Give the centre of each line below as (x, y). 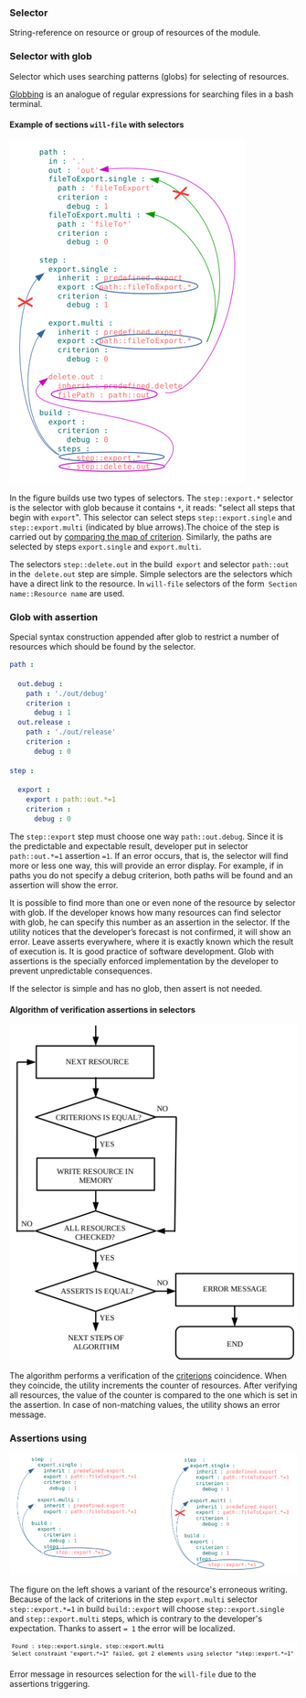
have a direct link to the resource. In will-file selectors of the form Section (153, 584)
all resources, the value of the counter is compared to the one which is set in (153, 1395)
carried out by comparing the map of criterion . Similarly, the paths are (141, 536)
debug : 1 (52, 713)
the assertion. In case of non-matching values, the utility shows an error (145, 1404)
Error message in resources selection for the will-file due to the (133, 1674)
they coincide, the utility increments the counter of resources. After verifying (153, 1385)
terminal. (26, 103)
